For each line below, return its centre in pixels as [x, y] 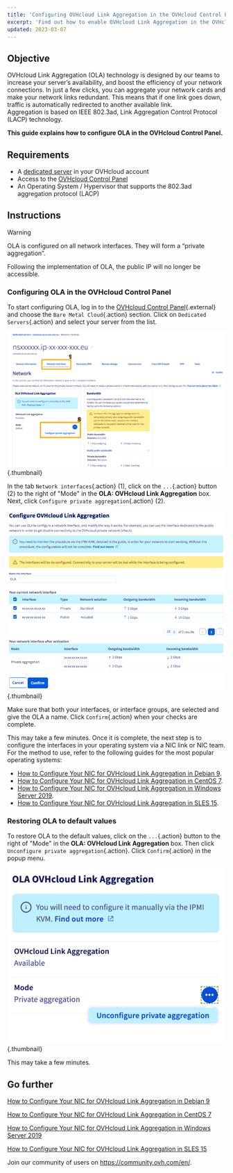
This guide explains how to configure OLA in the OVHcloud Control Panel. [115, 133]
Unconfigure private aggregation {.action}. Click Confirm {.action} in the [109, 851]
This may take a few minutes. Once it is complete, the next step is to [105, 738]
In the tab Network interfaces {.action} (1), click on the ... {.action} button [112, 486]
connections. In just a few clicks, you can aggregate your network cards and [116, 90]
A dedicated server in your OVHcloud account [83, 171]
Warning [19, 232]
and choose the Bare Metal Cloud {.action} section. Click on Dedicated [107, 315]
